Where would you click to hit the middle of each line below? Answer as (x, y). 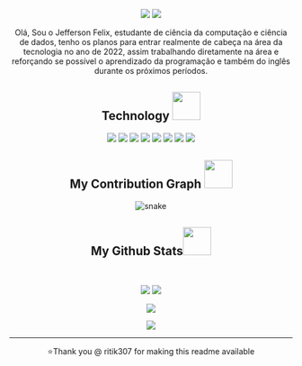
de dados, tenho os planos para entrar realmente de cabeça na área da (151, 42)
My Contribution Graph (136, 184)
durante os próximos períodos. (151, 71)
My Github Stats (137, 251)
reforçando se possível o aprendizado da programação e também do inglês (151, 61)
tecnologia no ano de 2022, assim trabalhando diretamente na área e (151, 51)
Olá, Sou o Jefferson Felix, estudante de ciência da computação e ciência (151, 32)
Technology (136, 116)
